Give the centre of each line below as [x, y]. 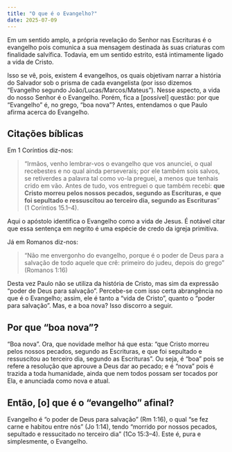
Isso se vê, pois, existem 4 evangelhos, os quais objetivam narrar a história [114, 75]
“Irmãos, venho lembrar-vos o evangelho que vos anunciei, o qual [118, 164]
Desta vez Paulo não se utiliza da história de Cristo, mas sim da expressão [113, 284]
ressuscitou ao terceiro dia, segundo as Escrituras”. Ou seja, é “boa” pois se [116, 359]
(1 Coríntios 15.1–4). [52, 208]
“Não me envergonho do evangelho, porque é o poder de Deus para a [124, 255]
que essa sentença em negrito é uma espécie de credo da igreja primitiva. [113, 228]
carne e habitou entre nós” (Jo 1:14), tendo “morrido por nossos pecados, [112, 426]
